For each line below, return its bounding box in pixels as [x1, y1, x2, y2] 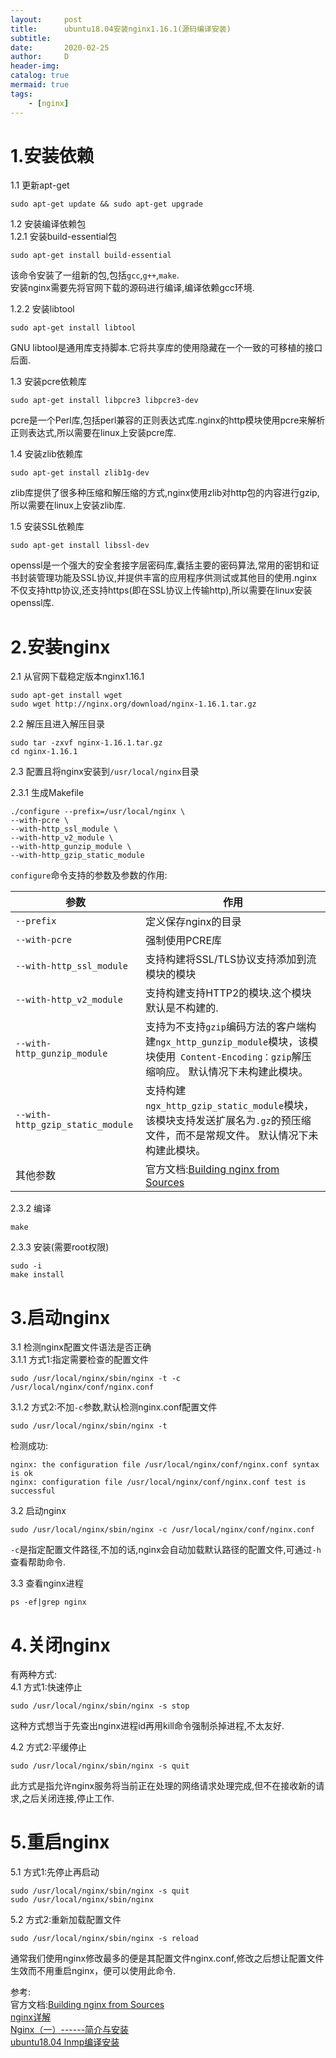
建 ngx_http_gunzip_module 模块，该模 [145, 1035, 319, 1049]
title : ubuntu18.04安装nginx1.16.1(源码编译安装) [10, 24, 232, 34]
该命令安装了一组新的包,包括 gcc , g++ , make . [10, 269, 180, 281]
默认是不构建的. [145, 1001, 219, 1015]
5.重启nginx [10, 1831, 110, 1854]
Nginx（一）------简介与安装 [10, 2024, 130, 2036]
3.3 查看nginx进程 [10, 1577, 84, 1590]
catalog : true [10, 71, 70, 81]
